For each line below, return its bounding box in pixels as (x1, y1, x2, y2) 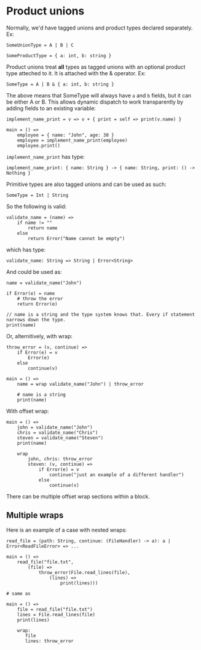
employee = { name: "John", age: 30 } (17, 132, 114, 138)
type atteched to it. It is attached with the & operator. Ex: (6, 69, 146, 76)
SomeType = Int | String (6, 192, 69, 198)
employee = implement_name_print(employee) (17, 137, 128, 143)
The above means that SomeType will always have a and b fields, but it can (6, 91, 191, 99)
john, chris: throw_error (28, 456, 93, 462)
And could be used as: (6, 268, 62, 275)
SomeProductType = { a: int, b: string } (6, 52, 112, 58)
